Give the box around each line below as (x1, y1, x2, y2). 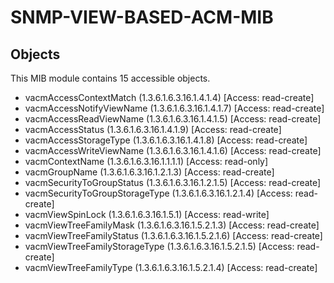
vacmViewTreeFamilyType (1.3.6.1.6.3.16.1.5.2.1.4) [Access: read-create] (24, 262, 318, 273)
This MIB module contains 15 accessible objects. (10, 72, 211, 84)
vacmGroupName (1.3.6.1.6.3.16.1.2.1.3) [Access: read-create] (24, 166, 275, 178)
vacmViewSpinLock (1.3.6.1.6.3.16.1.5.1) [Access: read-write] (24, 209, 270, 220)
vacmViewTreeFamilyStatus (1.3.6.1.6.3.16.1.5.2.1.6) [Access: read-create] (24, 230, 323, 241)
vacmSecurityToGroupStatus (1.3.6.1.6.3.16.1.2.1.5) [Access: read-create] (24, 177, 322, 188)
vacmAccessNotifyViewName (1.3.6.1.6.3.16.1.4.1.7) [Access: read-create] (24, 102, 325, 114)
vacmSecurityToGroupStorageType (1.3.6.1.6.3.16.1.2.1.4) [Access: (24, 187, 293, 199)
